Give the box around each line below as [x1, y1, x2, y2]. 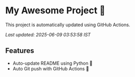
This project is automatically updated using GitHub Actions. [5, 22, 130, 28]
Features [5, 46, 34, 55]
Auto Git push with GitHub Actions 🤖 [12, 65, 89, 71]
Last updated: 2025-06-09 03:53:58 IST [5, 31, 91, 37]
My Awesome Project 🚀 [5, 5, 106, 16]
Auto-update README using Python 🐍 [12, 60, 93, 66]
